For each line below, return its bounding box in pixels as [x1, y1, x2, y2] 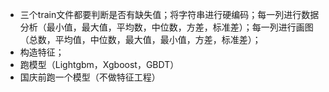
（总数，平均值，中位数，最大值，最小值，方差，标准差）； [19, 34, 262, 45]
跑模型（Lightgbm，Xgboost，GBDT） [19, 59, 180, 70]
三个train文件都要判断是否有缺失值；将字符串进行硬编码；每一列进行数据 [19, 9, 320, 20]
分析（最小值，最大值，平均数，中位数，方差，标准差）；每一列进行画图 [19, 21, 314, 33]
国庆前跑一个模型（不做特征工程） [19, 71, 161, 83]
